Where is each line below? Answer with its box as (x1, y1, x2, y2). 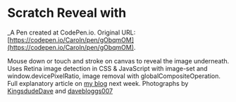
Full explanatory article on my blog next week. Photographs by (7, 79, 189, 87)
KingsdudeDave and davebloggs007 (7, 87, 113, 95)
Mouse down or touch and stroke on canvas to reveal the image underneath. (7, 56, 230, 65)
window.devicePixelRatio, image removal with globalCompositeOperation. (7, 72, 221, 80)
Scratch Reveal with (7, 5, 127, 21)
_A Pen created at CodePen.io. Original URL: (7, 28, 136, 37)
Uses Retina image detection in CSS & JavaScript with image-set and (7, 64, 208, 72)
